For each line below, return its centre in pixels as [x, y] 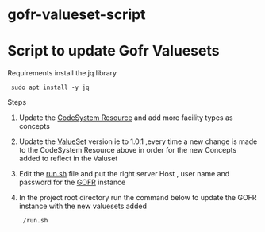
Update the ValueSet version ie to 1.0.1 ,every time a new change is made [138, 141]
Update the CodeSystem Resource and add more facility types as [126, 118]
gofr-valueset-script [77, 15]
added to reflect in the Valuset [68, 159]
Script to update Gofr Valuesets [113, 51]
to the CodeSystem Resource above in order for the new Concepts [128, 150]
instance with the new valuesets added [83, 206]
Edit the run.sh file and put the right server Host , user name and [124, 174]
